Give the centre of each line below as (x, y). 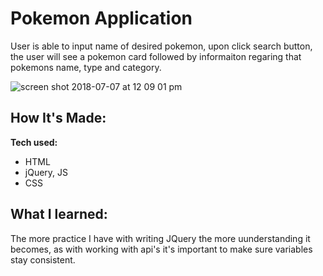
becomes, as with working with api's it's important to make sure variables (161, 249)
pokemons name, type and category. (86, 67)
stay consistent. (43, 259)
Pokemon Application (101, 18)
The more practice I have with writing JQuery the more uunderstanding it (160, 238)
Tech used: (34, 142)
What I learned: (59, 214)
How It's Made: (58, 118)
